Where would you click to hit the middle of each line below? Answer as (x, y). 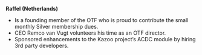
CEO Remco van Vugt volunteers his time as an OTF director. (90, 33)
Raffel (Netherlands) (32, 9)
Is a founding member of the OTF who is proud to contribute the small (101, 20)
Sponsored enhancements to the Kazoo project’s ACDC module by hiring (105, 39)
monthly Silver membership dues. (56, 27)
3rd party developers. (41, 45)
